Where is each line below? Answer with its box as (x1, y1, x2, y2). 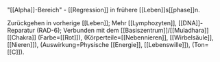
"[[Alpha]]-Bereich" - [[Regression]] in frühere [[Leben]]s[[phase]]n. (7, 6, 200, 14)
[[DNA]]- (178, 19, 204, 27)
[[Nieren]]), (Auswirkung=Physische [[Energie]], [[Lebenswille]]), (7, 41, 191, 48)
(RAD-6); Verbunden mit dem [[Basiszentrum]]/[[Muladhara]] (36, 27, 209, 34)
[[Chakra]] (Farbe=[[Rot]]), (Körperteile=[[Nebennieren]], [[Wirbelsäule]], (7, 33, 214, 42)
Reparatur (7, 27, 36, 34)
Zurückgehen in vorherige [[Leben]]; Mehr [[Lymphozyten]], (7, 19, 177, 27)
